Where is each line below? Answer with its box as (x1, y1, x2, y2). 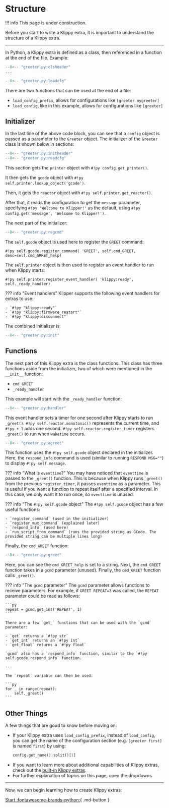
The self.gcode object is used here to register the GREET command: (5, 239, 144, 245)
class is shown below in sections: (5, 141, 74, 147)
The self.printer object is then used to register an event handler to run (5, 262, 154, 268)
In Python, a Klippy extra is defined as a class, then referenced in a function (5, 49, 162, 55)
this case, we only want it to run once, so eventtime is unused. (5, 491, 134, 497)
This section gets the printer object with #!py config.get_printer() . (5, 165, 149, 171)
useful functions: (5, 506, 40, 512)
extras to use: (5, 296, 34, 302)
